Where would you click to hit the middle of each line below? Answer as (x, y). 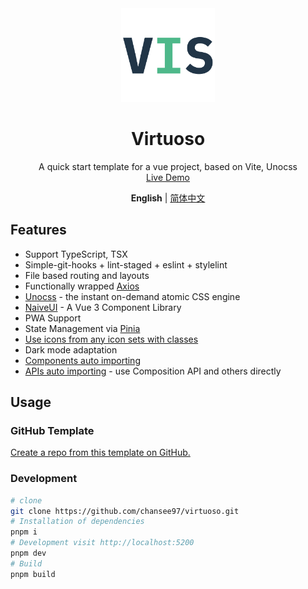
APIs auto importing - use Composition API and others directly (153, 371)
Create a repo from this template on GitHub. (100, 453)
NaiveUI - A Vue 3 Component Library (103, 307)
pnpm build (33, 574)
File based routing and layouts (87, 275)
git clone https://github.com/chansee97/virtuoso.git (125, 511)
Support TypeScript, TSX (76, 254)
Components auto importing (82, 360)
